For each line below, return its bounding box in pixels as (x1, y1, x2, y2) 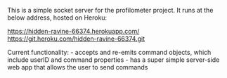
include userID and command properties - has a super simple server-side (7, 56, 220, 64)
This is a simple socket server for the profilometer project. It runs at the (7, 6, 214, 14)
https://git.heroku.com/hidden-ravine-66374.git (7, 34, 145, 43)
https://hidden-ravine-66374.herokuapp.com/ (7, 27, 140, 35)
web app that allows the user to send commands (7, 63, 148, 71)
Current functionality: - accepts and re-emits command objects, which (7, 48, 212, 56)
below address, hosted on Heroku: (7, 13, 108, 22)
